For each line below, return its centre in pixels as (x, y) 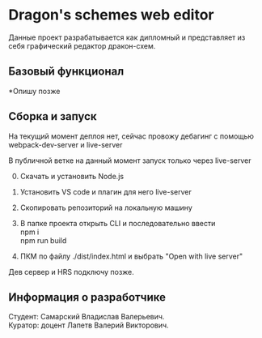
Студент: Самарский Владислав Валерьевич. (87, 317)
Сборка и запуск (53, 116)
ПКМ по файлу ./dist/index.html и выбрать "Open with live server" (131, 256)
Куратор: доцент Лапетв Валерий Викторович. (89, 325)
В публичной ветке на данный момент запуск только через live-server (130, 160)
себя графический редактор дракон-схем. (82, 45)
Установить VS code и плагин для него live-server (106, 191)
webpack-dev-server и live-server (65, 144)
